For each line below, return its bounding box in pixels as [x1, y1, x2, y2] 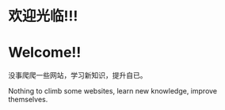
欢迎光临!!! [8, 7, 78, 25]
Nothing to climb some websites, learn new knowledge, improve [8, 86, 218, 96]
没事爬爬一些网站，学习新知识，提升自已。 [8, 71, 147, 80]
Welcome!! [8, 44, 82, 61]
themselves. [8, 95, 48, 104]
